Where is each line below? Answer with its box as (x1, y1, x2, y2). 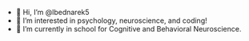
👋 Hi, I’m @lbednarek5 (15, 8, 90, 17)
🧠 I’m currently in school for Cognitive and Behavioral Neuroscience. (15, 24, 242, 33)
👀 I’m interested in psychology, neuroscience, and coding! (15, 16, 208, 25)
